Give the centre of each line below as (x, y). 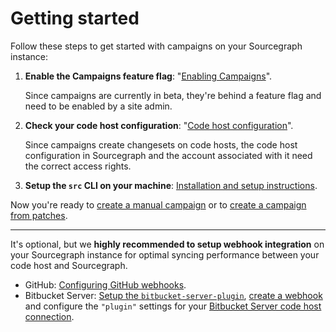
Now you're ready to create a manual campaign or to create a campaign (158, 204)
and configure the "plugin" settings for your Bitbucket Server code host (173, 306)
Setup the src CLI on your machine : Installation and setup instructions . (171, 185)
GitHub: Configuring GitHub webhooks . (105, 284)
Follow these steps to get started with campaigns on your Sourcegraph (156, 46)
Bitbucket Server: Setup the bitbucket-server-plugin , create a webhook (173, 295)
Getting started (75, 18)
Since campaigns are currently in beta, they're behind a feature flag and (173, 95)
